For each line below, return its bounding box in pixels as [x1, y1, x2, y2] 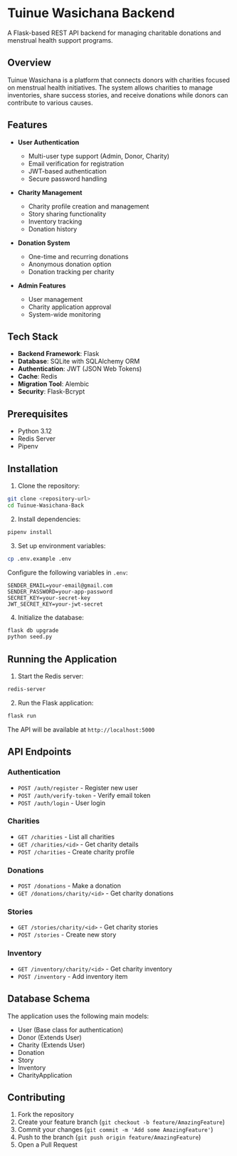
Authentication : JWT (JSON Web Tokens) [17, 364, 142, 373]
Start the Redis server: [17, 672, 84, 681]
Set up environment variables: [17, 541, 106, 550]
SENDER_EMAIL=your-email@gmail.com [7, 582, 113, 589]
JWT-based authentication [28, 167, 107, 175]
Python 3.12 [17, 427, 52, 436]
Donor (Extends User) [17, 1033, 82, 1041]
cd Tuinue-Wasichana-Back [7, 502, 84, 509]
